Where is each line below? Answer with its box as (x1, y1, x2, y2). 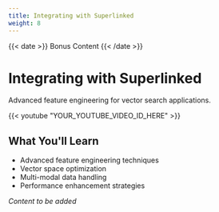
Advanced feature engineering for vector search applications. (8, 95, 212, 105)
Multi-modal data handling (19, 173, 107, 182)
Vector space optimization (19, 164, 106, 174)
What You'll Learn (8, 134, 99, 148)
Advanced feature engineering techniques (19, 155, 160, 165)
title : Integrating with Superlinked (8, 11, 134, 20)
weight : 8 (8, 19, 42, 27)
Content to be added (8, 197, 77, 206)
